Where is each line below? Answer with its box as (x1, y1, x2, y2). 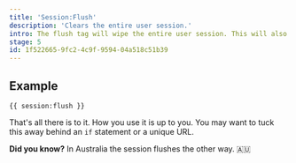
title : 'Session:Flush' (9, 12, 97, 22)
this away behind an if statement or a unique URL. (9, 126, 195, 137)
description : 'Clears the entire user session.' (9, 21, 192, 30)
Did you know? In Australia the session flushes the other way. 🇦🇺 (9, 143, 251, 154)
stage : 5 (9, 37, 42, 47)
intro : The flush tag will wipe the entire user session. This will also (9, 29, 288, 38)
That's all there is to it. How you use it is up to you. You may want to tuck (9, 116, 275, 128)
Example (9, 78, 58, 93)
